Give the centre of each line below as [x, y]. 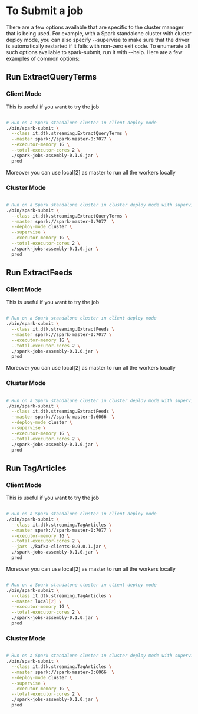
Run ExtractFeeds [39, 273]
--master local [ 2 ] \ [37, 601]
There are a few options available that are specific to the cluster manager [95, 27]
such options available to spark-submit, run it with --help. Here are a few [94, 52]
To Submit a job [45, 11]
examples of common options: [43, 58]
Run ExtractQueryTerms [52, 77]
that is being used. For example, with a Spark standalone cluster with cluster [99, 33]
